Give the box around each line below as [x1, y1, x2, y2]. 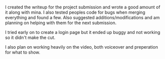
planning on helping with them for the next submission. [5, 20, 117, 26]
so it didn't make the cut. [5, 34, 56, 40]
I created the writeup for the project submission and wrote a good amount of [5, 4, 161, 10]
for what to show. [5, 49, 40, 55]
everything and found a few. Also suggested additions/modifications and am [5, 15, 160, 20]
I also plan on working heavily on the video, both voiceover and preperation [5, 44, 159, 50]
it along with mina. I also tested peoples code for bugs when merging [5, 9, 145, 15]
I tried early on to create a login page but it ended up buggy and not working [5, 29, 161, 35]
